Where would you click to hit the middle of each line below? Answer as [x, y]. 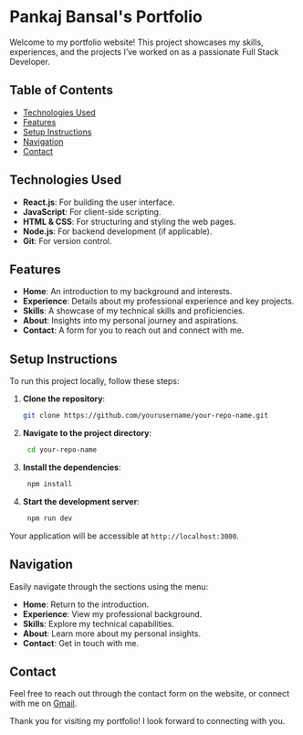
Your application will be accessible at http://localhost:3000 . [124, 536]
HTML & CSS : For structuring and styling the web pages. [129, 221]
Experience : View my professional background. [112, 613]
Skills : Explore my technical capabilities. [99, 623]
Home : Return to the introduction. [86, 604]
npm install [50, 484]
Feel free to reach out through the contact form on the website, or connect [150, 694]
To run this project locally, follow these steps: [94, 381]
